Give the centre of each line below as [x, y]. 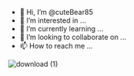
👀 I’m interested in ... [53, 20]
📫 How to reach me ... [56, 46]
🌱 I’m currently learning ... [61, 29]
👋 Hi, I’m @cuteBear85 [56, 12]
